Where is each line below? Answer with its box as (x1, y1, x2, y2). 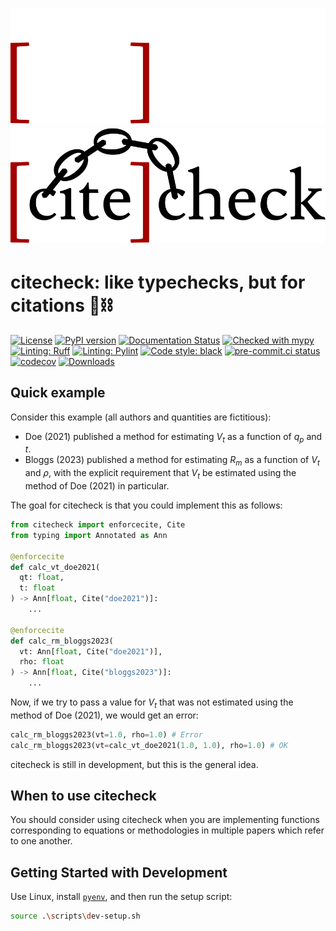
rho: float (19, 657, 65, 667)
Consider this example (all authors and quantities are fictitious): (10, 411, 272, 423)
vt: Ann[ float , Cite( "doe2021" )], (19, 646, 163, 657)
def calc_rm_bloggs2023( (10, 636, 114, 646)
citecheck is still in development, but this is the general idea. (10, 758, 259, 770)
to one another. (10, 835, 73, 847)
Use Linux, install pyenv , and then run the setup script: (10, 891, 233, 903)
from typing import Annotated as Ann (10, 530, 168, 540)
